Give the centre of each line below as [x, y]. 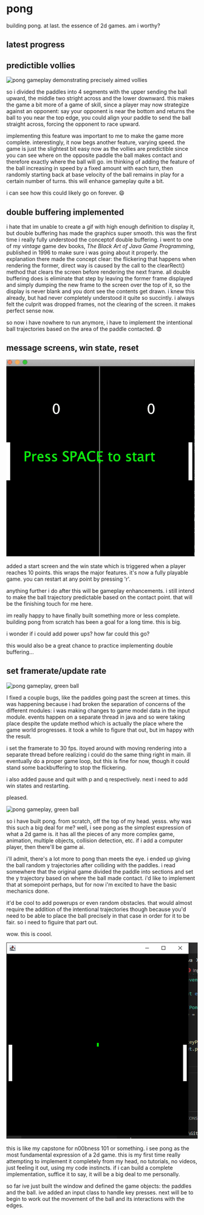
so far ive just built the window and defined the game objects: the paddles [99, 1186]
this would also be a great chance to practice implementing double [90, 645]
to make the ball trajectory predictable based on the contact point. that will [100, 597]
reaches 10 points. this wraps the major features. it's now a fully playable [97, 572]
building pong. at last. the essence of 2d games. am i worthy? [83, 26]
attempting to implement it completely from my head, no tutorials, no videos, [102, 1161]
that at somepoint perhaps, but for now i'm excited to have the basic [92, 884]
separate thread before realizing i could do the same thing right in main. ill [99, 754]
